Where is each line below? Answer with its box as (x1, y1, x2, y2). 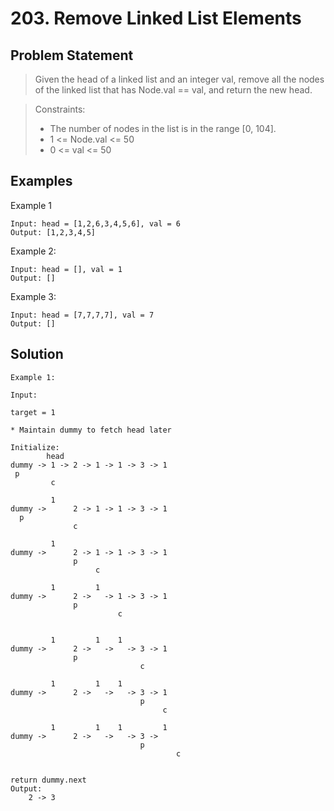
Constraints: (34, 103, 86, 115)
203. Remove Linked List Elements (10, 7, 302, 30)
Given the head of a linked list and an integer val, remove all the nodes (34, 73, 325, 85)
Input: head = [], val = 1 (10, 264, 123, 274)
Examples (10, 173, 73, 190)
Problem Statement (10, 47, 134, 64)
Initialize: (10, 442, 60, 452)
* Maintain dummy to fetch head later (10, 425, 172, 435)
